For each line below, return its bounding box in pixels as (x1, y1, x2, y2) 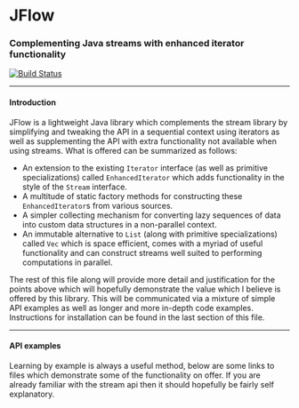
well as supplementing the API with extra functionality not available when (9, 135, 278, 147)
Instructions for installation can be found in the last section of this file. (9, 312, 265, 323)
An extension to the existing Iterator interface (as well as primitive (21, 162, 269, 173)
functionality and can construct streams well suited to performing (21, 247, 263, 258)
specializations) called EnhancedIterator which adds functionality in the (21, 172, 285, 182)
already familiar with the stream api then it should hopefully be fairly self (9, 379, 274, 389)
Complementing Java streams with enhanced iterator (9, 37, 245, 50)
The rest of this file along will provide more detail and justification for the (9, 274, 276, 284)
